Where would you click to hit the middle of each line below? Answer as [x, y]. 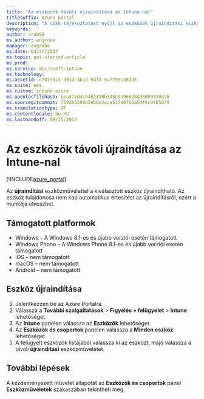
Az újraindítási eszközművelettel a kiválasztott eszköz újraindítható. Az [96, 191]
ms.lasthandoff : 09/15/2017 [42, 119]
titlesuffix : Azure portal [40, 18]
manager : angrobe [28, 46]
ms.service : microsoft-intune [45, 68]
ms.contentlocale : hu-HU [38, 114]
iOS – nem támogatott [42, 257]
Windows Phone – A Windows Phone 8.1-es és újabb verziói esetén [99, 244]
